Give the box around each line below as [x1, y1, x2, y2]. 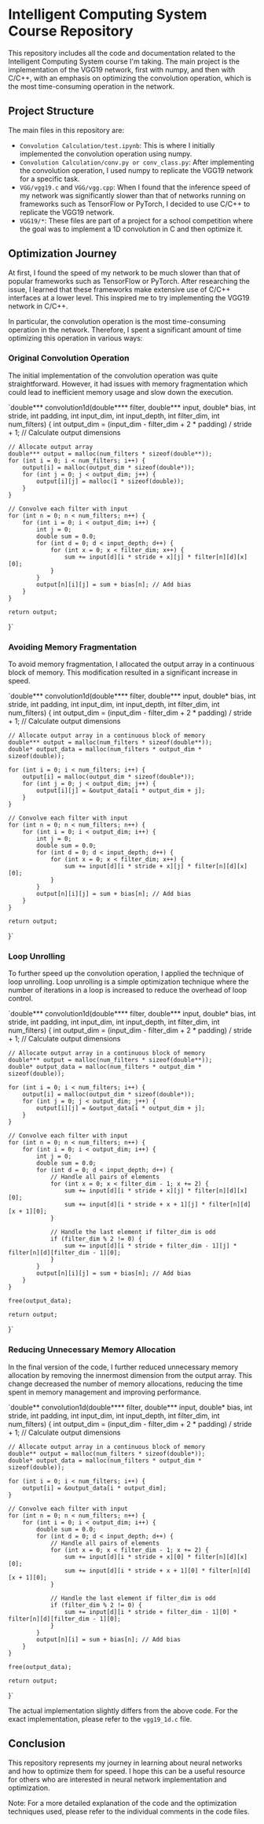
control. [8, 993, 34, 1004]
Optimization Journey [8, 247, 117, 260]
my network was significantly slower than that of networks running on [19, 190, 246, 200]
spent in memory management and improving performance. [8, 1387, 202, 1397]
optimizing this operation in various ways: [8, 333, 143, 343]
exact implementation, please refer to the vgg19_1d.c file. [8, 1714, 192, 1723]
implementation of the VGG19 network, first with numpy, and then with [8, 64, 236, 74]
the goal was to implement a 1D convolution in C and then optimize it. [19, 224, 244, 234]
